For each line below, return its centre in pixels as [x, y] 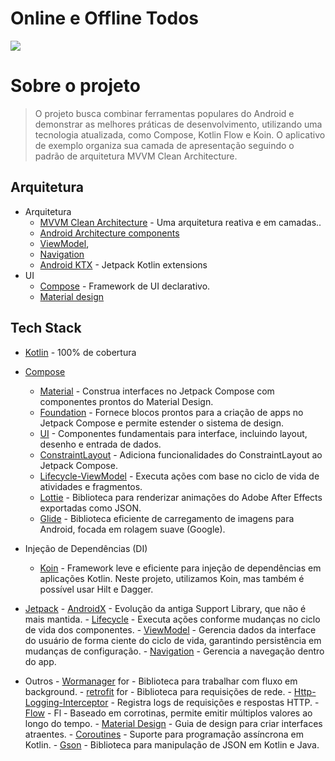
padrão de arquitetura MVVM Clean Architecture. [136, 156]
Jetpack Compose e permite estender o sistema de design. [161, 423]
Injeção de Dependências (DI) [86, 548]
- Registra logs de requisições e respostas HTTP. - [215, 702]
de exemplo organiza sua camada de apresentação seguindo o [164, 145]
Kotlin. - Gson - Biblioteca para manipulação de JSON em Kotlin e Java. [172, 744]
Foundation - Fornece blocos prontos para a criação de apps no [171, 412]
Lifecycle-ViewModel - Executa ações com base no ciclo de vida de [179, 476]
